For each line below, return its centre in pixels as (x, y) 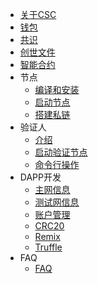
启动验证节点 (61, 152)
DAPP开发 (40, 177)
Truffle (48, 247)
